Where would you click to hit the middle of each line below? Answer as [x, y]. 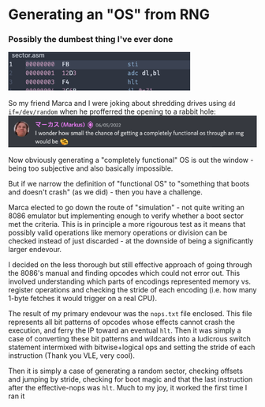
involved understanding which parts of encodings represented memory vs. [129, 281]
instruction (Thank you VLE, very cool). [72, 356]
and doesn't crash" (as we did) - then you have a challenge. [105, 192]
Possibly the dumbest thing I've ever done [91, 40]
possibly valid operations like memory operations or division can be [118, 233]
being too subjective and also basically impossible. [91, 168]
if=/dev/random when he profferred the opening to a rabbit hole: [112, 111]
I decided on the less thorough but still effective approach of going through [130, 265]
